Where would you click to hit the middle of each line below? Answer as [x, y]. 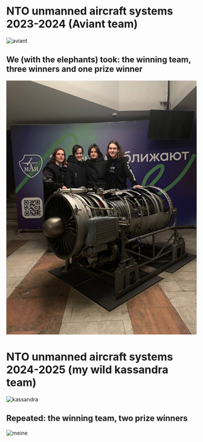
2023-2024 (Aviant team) [72, 24]
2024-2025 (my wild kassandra [87, 369]
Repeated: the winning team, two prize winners [97, 418]
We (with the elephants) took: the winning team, [99, 60]
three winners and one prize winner [75, 69]
